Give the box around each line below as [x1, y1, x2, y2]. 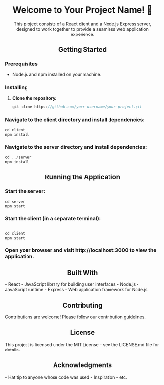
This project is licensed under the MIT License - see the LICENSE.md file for [5, 341, 159, 347]
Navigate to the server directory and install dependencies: [5, 143, 147, 150]
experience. [70, 31, 95, 37]
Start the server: [5, 188, 46, 195]
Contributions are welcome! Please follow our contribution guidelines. [5, 314, 146, 320]
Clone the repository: [12, 95, 57, 101]
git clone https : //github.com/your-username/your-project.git [12, 105, 142, 109]
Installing [5, 84, 28, 91]
